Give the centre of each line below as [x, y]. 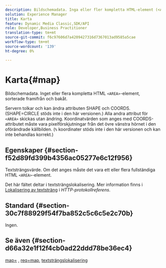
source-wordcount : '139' [31, 46]
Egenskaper [24, 150]
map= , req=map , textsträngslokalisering [46, 260]
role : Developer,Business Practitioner [46, 28]
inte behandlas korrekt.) [29, 134]
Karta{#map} [33, 80]
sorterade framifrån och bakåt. [36, 99]
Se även [18, 241]
